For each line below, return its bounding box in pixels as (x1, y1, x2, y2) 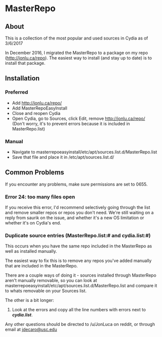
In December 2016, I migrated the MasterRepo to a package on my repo (5, 50, 148, 56)
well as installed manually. (5, 248, 57, 254)
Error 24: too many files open (5, 193, 75, 200)
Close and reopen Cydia (12, 110, 61, 116)
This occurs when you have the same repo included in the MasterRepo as (5, 243, 152, 249)
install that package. (5, 60, 46, 66)
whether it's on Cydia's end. (5, 220, 62, 226)
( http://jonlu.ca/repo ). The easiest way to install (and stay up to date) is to (5, 55, 152, 61)
